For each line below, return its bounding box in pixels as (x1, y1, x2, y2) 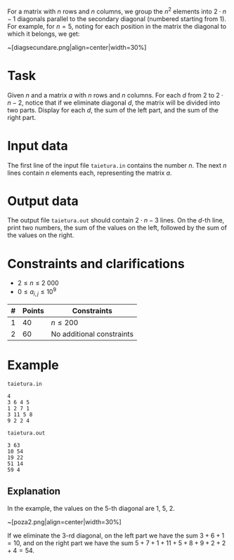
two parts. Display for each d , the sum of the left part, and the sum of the (7, 105, 219, 114)
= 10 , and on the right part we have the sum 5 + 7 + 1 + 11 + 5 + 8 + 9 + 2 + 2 (7, 538, 226, 547)
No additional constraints (51, 329, 134, 339)
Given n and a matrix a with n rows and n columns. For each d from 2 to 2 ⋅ (7, 91, 223, 99)
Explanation (7, 486, 61, 498)
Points (22, 305, 44, 315)
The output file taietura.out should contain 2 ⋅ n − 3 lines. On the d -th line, (7, 216, 225, 225)
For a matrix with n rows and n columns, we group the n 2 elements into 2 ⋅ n (7, 6, 227, 15)
